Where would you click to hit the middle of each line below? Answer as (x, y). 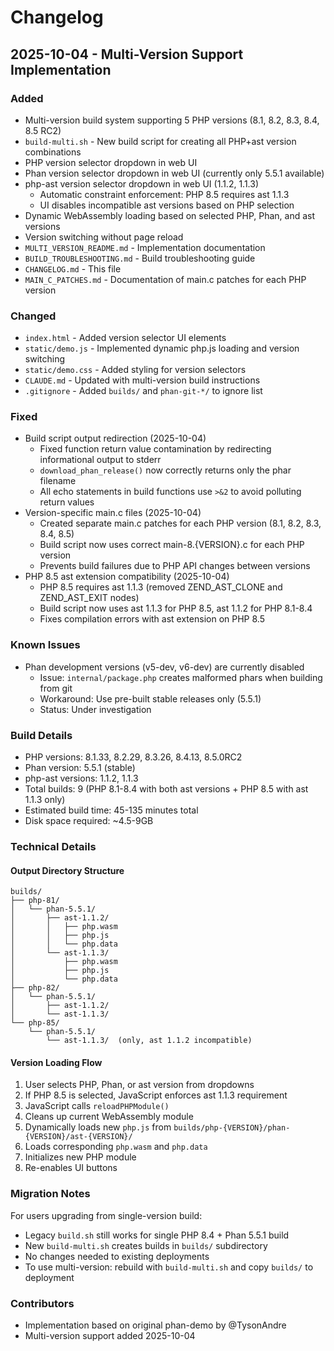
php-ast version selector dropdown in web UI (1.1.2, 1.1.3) (142, 183)
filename (58, 481)
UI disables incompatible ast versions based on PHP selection (167, 205)
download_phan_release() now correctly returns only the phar (165, 470)
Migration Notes (50, 1194)
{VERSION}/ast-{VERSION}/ (78, 1137)
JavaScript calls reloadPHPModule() (97, 1106)
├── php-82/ (35, 988)
